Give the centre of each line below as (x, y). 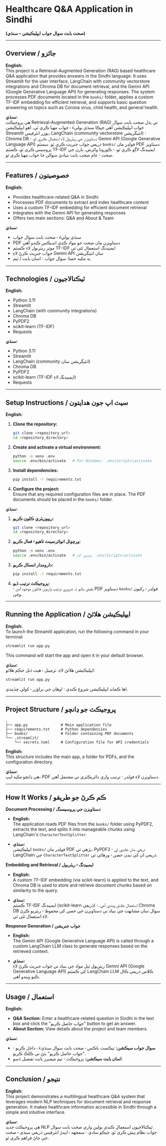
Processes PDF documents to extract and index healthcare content (81, 202)
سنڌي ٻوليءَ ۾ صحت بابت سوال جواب (47, 237)
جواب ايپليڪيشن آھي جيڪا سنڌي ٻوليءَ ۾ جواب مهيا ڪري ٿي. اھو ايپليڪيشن (75, 127)
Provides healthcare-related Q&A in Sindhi (56, 197)
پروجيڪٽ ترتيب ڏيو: (31, 583)
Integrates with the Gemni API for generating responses (69, 212)
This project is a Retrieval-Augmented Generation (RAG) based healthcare (81, 71)
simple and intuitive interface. (36, 1112)
